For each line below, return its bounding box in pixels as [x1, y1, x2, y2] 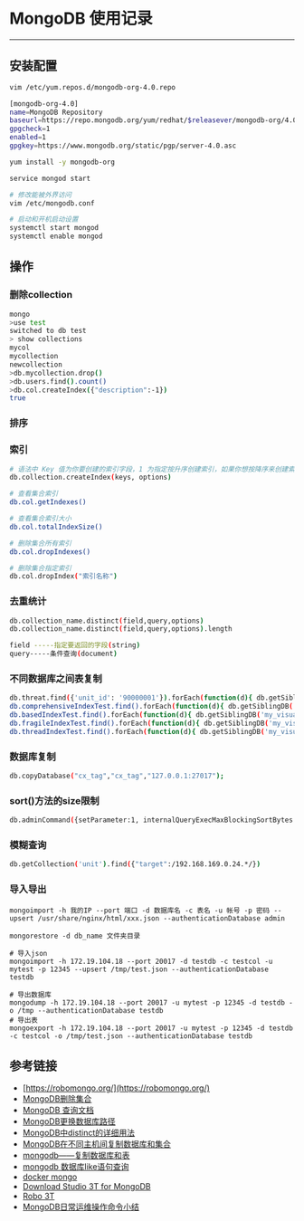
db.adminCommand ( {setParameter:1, [9, 816, 140, 825]
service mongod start [9, 174, 91, 183]
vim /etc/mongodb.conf [9, 198, 95, 208]
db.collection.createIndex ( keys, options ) [9, 472, 172, 482]
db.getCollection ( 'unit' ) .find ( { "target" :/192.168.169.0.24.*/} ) [9, 860, 261, 869]
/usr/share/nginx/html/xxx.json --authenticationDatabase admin [37, 913, 285, 923]
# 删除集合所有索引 [9, 539, 72, 548]
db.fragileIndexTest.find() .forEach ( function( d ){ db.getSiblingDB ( [9, 719, 270, 728]
